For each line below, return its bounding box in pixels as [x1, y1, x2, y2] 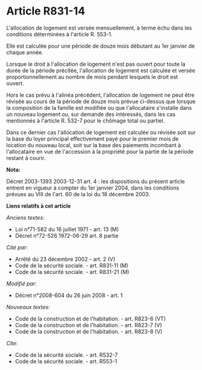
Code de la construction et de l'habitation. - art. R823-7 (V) [14, 321, 162, 328]
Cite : [6, 339, 18, 346]
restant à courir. [6, 154, 46, 161]
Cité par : [6, 243, 28, 251]
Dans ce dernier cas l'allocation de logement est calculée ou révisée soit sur [6, 129, 196, 136]
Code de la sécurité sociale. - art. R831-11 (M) [14, 261, 128, 269]
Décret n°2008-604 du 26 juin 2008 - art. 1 [14, 292, 123, 299]
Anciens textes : [6, 214, 45, 221]
